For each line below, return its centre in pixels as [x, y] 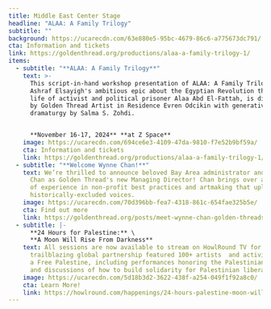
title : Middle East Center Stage [65, 16]
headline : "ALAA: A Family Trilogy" [70, 23]
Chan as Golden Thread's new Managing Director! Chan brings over [144, 180]
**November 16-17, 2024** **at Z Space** [100, 135]
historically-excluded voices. [82, 195]
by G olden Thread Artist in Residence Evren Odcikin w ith [129, 106]
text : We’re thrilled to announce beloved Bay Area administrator [137, 173]
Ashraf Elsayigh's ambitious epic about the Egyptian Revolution [142, 91]
